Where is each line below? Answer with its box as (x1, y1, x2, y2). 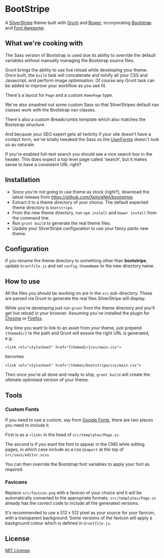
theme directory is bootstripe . (12, 204, 73, 210)
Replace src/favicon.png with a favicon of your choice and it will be (5, 490, 142, 496)
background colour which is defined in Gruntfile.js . (5, 520, 112, 526)
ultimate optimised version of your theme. (5, 377, 90, 383)
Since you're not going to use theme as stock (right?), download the (12, 189, 149, 195)
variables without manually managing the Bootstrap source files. (5, 57, 135, 63)
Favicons (5, 478, 27, 485)
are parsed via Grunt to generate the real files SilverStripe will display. (5, 296, 146, 302)
